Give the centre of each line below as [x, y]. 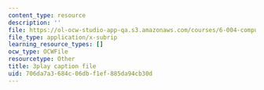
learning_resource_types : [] [56, 45]
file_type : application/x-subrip [63, 37]
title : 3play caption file [52, 67]
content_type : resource [47, 15]
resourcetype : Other [42, 59]
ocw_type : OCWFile [38, 52]
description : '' [35, 23]
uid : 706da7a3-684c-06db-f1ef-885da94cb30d [81, 74]
